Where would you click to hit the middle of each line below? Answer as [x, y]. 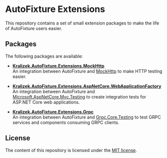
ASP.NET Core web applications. [46, 102]
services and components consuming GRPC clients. [66, 122]
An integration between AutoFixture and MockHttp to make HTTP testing [87, 71]
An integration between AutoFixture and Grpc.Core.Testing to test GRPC [86, 117]
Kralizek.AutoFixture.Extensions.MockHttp [58, 65]
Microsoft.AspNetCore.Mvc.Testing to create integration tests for [79, 96]
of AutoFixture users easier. [34, 28]
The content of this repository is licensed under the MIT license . [71, 150]
